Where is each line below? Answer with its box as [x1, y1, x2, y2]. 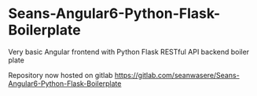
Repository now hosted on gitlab [8, 70, 113, 80]
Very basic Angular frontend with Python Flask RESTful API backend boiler [8, 47, 250, 56]
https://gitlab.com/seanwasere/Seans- [114, 70, 240, 80]
